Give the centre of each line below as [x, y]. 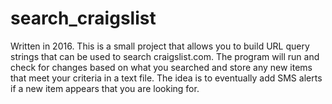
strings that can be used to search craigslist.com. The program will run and [165, 56]
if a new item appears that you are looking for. [105, 88]
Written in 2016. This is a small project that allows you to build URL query [160, 46]
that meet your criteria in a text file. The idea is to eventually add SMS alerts [166, 78]
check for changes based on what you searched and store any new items [161, 67]
